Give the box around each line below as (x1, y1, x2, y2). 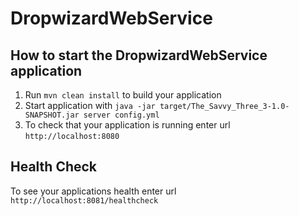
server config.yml (83, 110, 160, 120)
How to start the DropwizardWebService (10, 47, 268, 64)
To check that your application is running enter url (24, 119, 231, 131)
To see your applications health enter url (10, 185, 177, 197)
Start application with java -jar (24, 100, 156, 111)
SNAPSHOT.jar (24, 110, 80, 120)
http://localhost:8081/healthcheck (10, 195, 159, 206)
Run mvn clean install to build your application (24, 89, 222, 101)
